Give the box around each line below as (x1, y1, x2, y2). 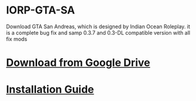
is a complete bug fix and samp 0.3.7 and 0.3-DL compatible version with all (6, 29, 190, 36)
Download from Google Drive (6, 56, 151, 69)
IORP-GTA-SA (6, 4, 75, 17)
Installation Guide (6, 83, 94, 96)
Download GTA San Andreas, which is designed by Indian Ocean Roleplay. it (6, 23, 190, 30)
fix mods (6, 35, 28, 42)
